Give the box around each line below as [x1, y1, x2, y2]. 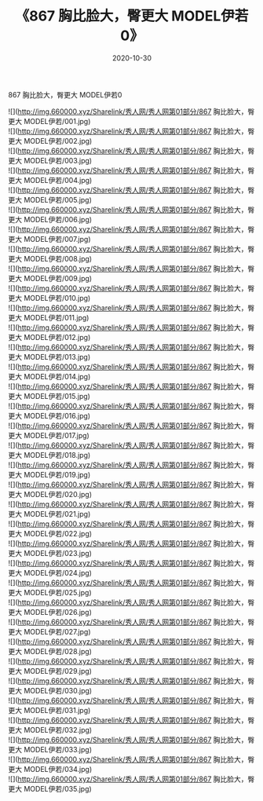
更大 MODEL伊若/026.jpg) [8, 607, 93, 616]
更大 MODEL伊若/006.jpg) [8, 214, 93, 224]
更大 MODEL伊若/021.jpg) [8, 509, 91, 518]
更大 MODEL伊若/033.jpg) [8, 744, 93, 754]
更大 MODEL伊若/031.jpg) [8, 705, 91, 715]
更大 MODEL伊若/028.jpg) [8, 646, 93, 656]
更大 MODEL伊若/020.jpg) [8, 489, 93, 499]
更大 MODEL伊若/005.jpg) [8, 195, 93, 204]
